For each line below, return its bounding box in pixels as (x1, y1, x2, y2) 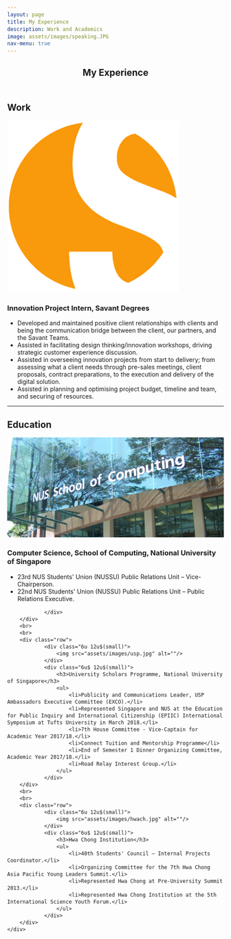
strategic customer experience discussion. (16, 348, 138, 356)
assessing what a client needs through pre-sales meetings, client (16, 363, 201, 372)
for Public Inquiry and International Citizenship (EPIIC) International (7, 712, 223, 719)
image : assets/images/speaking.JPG (7, 33, 109, 40)
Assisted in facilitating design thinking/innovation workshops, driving (16, 341, 212, 350)
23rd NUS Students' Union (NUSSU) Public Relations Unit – (16, 572, 184, 580)
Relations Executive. (16, 594, 74, 603)
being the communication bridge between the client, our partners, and (16, 326, 217, 334)
